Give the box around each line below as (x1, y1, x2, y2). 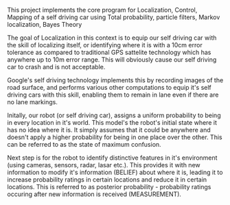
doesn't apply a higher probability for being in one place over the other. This (7, 133, 222, 141)
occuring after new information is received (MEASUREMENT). (7, 190, 182, 198)
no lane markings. (7, 98, 58, 106)
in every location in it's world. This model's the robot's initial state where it (7, 119, 218, 126)
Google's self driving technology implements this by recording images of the (7, 76, 224, 84)
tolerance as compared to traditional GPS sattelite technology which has (7, 48, 211, 56)
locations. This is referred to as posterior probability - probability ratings (7, 183, 211, 191)
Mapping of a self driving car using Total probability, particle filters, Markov (7, 13, 220, 21)
